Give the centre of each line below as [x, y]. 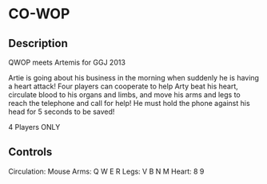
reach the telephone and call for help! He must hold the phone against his [129, 103]
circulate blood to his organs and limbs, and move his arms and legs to [125, 95]
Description [38, 43]
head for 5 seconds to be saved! [62, 112]
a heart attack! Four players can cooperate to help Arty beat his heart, [123, 86]
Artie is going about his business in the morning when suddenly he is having [134, 78]
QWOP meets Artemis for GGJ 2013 [67, 62]
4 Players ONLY [34, 127]
